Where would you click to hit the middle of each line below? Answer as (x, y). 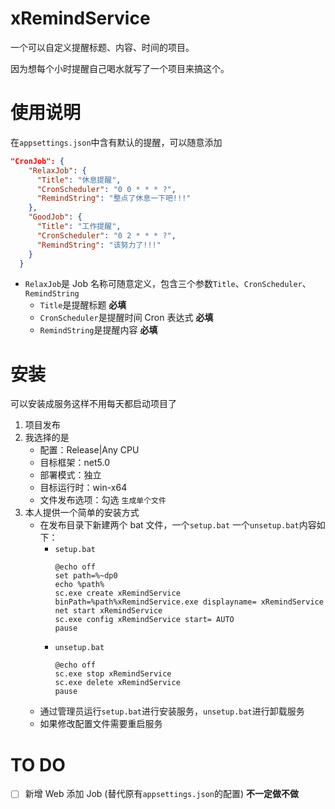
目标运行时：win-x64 (83, 488)
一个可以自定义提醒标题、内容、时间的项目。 (102, 47)
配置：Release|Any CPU (89, 450)
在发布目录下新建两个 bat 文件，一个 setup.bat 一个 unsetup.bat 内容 (178, 525)
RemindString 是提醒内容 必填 (98, 330)
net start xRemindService (108, 611)
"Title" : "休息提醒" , (79, 180)
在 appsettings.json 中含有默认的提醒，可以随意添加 (116, 142)
